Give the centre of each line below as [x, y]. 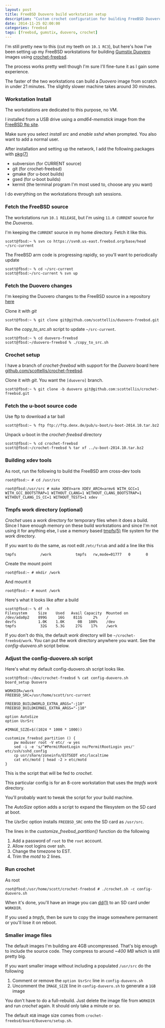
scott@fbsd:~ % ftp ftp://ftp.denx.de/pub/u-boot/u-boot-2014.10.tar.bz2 [82, 426]
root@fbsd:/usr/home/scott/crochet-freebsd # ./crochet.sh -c [70, 889]
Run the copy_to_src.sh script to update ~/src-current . [61, 329]
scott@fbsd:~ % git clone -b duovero [44, 389]
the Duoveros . [19, 223]
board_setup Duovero [26, 682]
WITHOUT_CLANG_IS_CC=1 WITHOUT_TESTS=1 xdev [51, 497]
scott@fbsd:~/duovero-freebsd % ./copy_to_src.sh [57, 342]
